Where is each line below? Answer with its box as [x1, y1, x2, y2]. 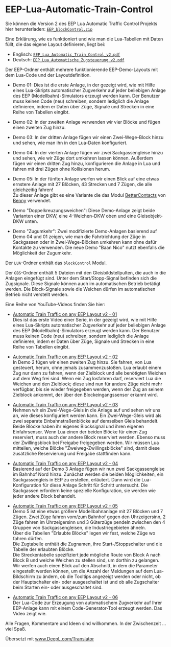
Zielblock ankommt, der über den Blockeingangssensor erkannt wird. [12, 391, 158, 398]
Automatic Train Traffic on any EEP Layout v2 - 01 [12, 311, 117, 317]
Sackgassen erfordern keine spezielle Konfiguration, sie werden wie [12, 487, 156, 494]
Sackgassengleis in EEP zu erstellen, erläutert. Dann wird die [12, 476, 141, 482]
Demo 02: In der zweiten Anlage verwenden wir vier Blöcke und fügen [12, 119, 161, 125]
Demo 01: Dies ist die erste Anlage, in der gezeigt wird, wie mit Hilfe [12, 82, 155, 88]
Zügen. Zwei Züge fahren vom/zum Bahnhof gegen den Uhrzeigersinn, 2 [12, 514, 166, 520]
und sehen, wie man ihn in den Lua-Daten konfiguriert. [12, 140, 128, 146]
